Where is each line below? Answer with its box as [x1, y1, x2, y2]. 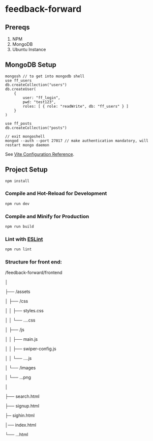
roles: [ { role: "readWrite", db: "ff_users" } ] [23, 104, 129, 109]
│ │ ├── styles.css [5, 308, 44, 314]
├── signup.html [5, 403, 39, 409]
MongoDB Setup [5, 60, 57, 69]
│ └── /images [5, 365, 36, 371]
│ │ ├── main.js [5, 336, 38, 342]
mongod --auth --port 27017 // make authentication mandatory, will [5, 138, 149, 143]
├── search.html [5, 393, 40, 399]
